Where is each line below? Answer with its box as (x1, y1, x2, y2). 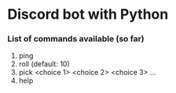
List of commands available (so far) (7, 34, 145, 45)
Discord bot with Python (7, 5, 169, 23)
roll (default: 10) (18, 59, 70, 69)
